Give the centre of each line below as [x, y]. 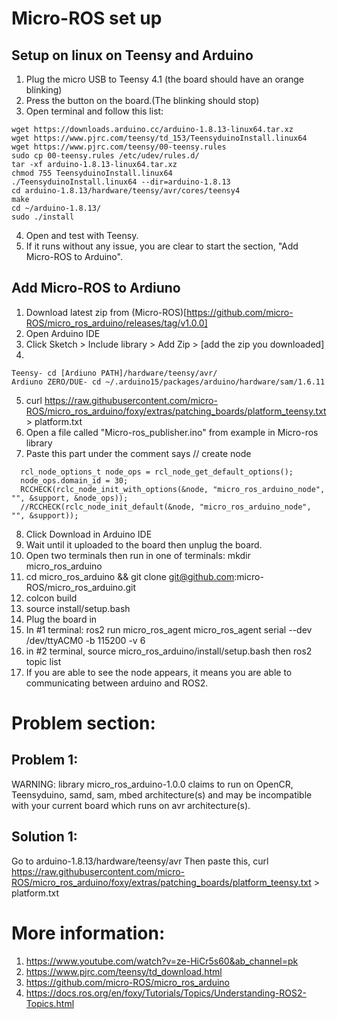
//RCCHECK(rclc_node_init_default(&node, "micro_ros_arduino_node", [166, 507]
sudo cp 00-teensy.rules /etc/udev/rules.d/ [105, 156]
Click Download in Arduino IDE [89, 534]
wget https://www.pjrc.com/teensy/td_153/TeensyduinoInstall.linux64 [159, 138]
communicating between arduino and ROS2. [117, 683]
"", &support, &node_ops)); [70, 498]
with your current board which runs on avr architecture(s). [131, 805]
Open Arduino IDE [63, 333]
